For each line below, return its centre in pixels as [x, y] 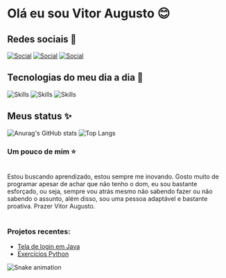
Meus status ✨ [40, 116]
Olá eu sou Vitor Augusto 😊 [89, 14]
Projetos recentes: [39, 231]
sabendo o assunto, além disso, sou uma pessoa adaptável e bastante [107, 198]
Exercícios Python [43, 254]
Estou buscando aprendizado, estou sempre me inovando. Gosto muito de [113, 177]
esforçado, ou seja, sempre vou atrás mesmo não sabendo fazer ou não [110, 191]
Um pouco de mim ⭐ [42, 152]
